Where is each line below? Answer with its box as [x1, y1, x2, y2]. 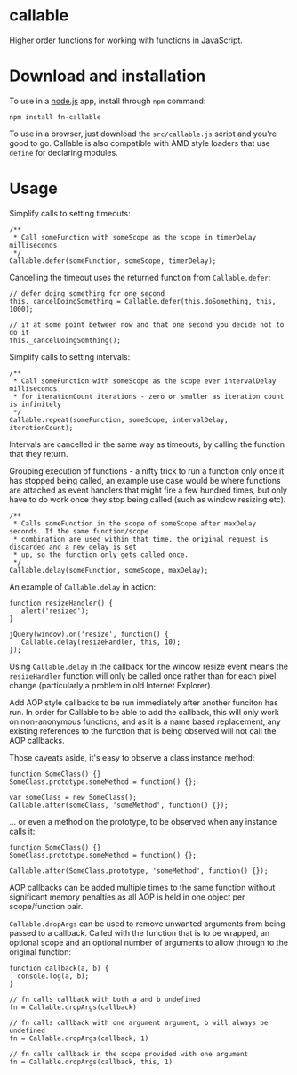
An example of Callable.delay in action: [9, 581, 157, 592]
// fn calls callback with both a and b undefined [9, 995, 201, 1004]
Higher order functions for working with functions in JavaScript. [9, 35, 243, 45]
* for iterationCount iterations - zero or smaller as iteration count [12, 392, 285, 401]
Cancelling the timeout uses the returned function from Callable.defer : [9, 272, 271, 282]
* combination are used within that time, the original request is [12, 534, 269, 543]
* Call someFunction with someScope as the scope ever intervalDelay [12, 376, 277, 386]
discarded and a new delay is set [9, 542, 138, 551]
